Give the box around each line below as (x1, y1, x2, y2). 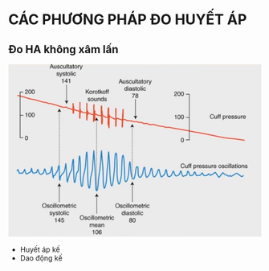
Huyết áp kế (19, 244, 60, 254)
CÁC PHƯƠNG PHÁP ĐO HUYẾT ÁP (8, 10, 247, 29)
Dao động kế (19, 253, 63, 263)
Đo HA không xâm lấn (8, 43, 119, 56)
